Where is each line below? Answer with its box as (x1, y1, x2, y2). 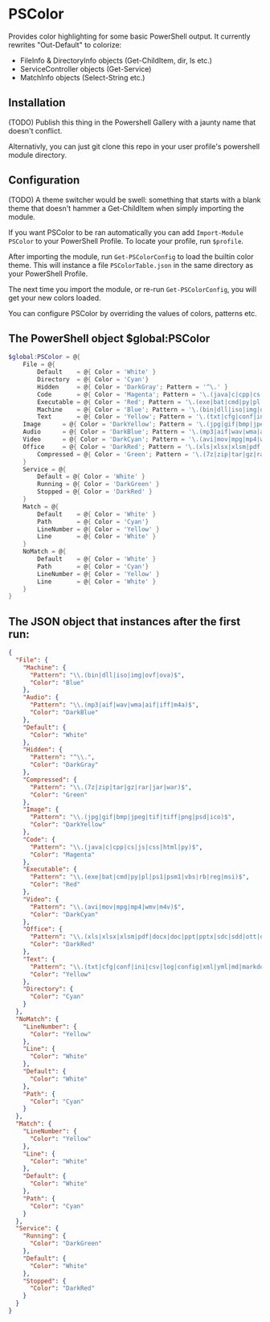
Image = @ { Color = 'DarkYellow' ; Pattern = (22, 420, 193, 429)
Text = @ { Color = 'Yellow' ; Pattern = (37, 413, 193, 421)
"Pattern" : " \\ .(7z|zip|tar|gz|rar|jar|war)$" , (29, 783, 193, 791)
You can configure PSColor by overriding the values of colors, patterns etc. (8, 308, 257, 318)
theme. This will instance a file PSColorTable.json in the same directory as (8, 260, 254, 270)
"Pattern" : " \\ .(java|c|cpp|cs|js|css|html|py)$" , (29, 842, 203, 851)
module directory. (8, 150, 67, 159)
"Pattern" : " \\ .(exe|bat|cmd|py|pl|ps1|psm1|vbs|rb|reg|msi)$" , (29, 873, 250, 881)
